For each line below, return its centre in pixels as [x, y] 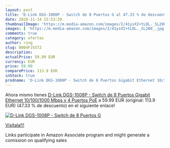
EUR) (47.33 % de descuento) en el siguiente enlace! [60, 105]
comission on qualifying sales [36, 140]
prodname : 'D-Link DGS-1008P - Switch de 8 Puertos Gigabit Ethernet [80, 80]
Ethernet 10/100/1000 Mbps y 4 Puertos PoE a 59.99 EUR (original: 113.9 [80, 100]
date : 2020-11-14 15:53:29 [34, 19]
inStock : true [20, 76]
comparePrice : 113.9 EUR [31, 71]
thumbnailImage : [22, 24]
